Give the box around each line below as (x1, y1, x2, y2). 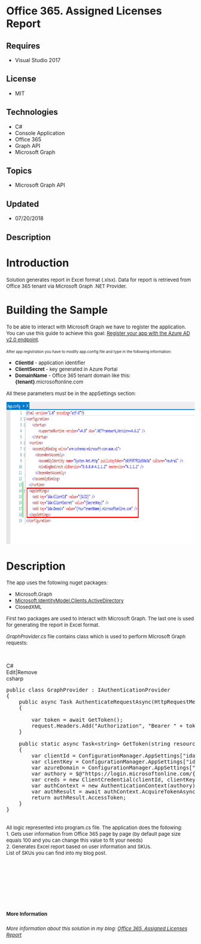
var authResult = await (31, 788, 101, 795)
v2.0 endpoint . (6, 336, 40, 343)
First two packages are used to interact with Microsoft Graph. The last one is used (6, 615, 194, 622)
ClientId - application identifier (14, 359, 86, 366)
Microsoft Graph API (14, 181, 65, 189)
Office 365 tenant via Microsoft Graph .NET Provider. (6, 282, 127, 290)
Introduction (6, 256, 69, 270)
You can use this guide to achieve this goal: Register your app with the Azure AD (6, 330, 190, 336)
